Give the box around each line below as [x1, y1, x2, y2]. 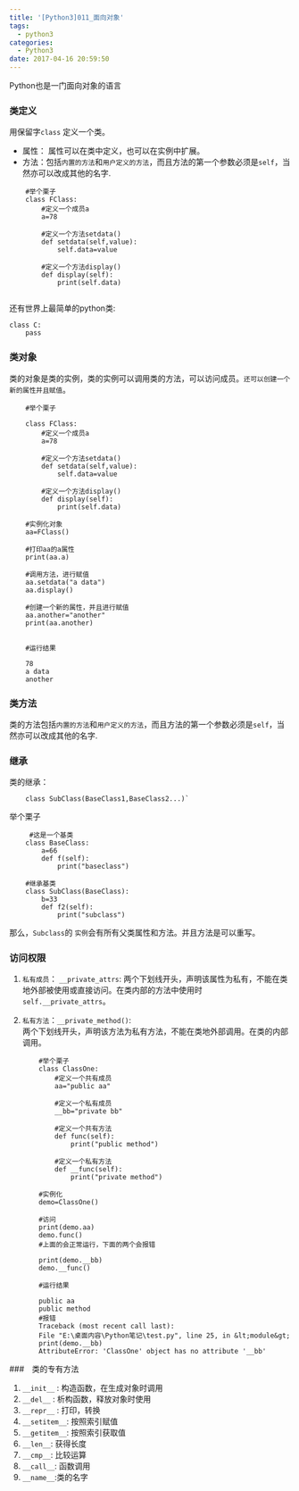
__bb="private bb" [54, 1107, 123, 1116]
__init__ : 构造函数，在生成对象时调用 [21, 1383, 163, 1394]
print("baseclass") [56, 862, 129, 871]
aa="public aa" [54, 1082, 112, 1091]
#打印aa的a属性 [25, 545, 75, 554]
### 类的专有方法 [9, 1363, 79, 1375]
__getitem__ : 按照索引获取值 [21, 1428, 127, 1438]
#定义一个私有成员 [54, 1099, 112, 1108]
